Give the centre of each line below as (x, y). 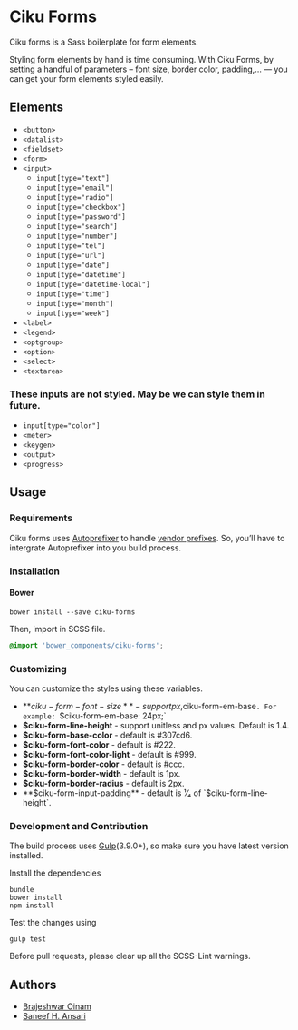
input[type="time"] (73, 294)
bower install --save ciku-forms (72, 612)
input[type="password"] (81, 217)
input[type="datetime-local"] (93, 284)
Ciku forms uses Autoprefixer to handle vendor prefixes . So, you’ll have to (147, 538)
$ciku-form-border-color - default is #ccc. (104, 764)
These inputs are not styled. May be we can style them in (137, 394)
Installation (35, 571)
